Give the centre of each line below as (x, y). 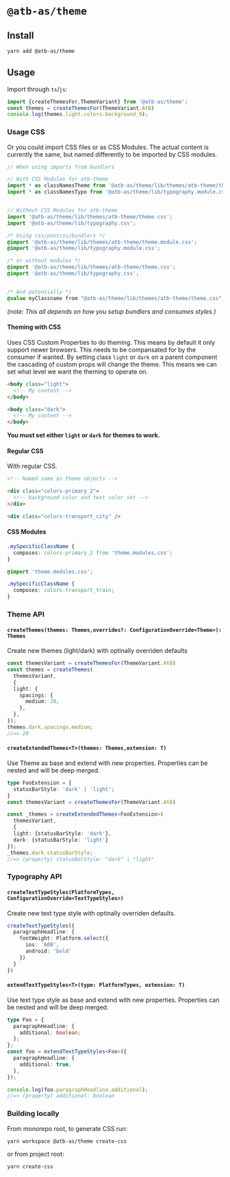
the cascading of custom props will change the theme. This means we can (112, 364)
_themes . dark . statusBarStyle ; (50, 853)
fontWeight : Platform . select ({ (64, 939)
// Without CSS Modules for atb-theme (62, 211)
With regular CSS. (32, 466)
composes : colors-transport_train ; (64, 591)
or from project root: (36, 1154)
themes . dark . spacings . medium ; (50, 727)
